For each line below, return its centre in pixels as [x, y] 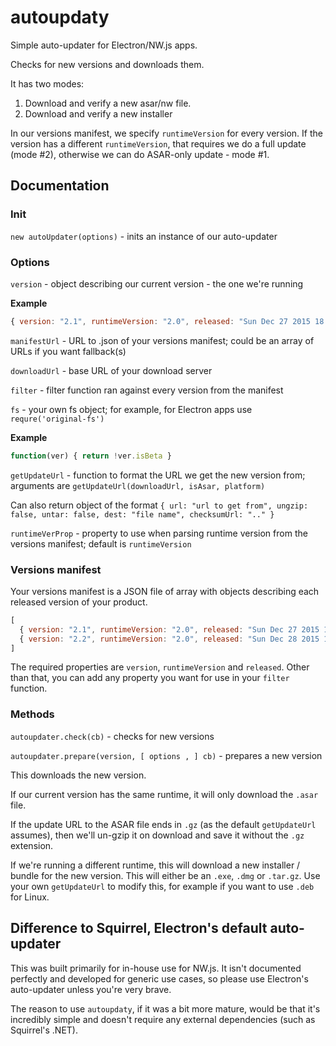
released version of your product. [79, 602]
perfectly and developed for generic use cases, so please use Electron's [159, 978]
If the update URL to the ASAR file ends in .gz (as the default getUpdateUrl [163, 824]
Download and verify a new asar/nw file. [108, 103]
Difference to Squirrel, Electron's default [139, 928]
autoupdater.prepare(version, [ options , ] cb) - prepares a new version [166, 755]
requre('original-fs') [57, 419]
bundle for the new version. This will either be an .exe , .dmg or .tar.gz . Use [165, 875]
